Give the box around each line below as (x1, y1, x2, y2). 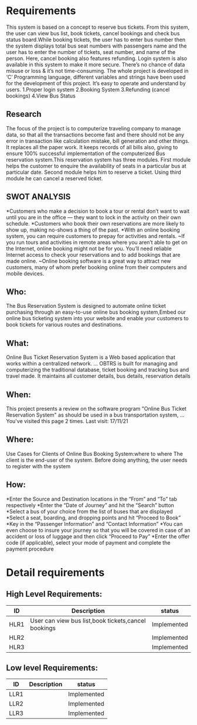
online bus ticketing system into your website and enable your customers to (6, 315, 189, 322)
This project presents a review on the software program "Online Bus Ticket (6, 405, 186, 412)
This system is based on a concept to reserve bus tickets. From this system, (6, 24, 189, 31)
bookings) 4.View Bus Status (6, 92, 76, 99)
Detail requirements (6, 566, 105, 579)
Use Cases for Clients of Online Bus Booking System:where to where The (6, 450, 184, 457)
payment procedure (6, 545, 54, 552)
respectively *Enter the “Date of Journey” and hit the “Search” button (6, 501, 175, 509)
